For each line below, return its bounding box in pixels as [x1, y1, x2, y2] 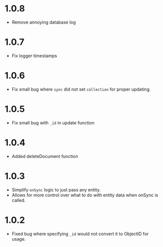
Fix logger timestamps [11, 53, 57, 59]
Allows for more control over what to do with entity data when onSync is [11, 192, 159, 198]
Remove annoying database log [11, 19, 76, 25]
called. [11, 197, 26, 203]
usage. [11, 236, 26, 242]
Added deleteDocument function [11, 153, 78, 159]
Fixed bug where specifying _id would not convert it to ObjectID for [11, 231, 149, 237]
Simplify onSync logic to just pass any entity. [11, 186, 101, 192]
